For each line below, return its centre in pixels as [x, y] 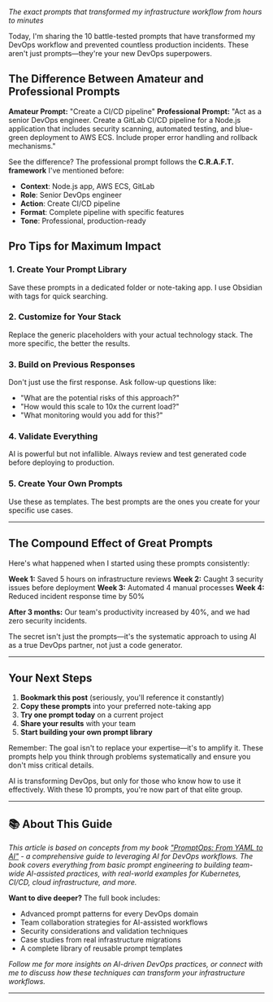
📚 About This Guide [61, 824]
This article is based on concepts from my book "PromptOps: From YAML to [136, 848]
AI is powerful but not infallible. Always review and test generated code [128, 454]
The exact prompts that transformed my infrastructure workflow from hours [135, 12]
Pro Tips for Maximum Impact [85, 246]
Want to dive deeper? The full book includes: [84, 898]
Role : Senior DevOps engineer [71, 195]
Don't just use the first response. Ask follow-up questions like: [113, 383]
